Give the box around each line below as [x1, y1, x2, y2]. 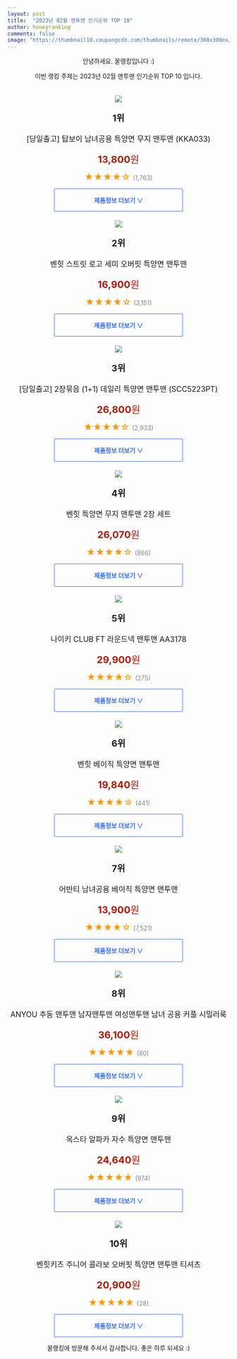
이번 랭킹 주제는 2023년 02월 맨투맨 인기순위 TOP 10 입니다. [35, 72, 202, 81]
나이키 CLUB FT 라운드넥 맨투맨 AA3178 [50, 634, 187, 644]
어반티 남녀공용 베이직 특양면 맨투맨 [59, 885, 178, 894]
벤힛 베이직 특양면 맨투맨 [77, 759, 160, 769]
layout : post [7, 10, 46, 18]
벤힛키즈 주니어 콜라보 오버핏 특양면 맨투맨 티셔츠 [36, 1260, 201, 1270]
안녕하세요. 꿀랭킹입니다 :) [82, 57, 155, 66]
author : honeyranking [7, 23, 71, 30]
